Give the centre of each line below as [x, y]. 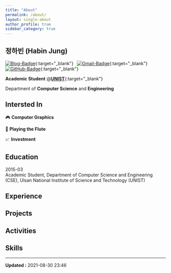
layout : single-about [28, 19]
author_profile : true [28, 24]
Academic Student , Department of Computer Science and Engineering [79, 175]
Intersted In [24, 105]
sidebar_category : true [31, 29]
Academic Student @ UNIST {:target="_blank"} [54, 78]
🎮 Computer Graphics [30, 117]
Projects [19, 214]
